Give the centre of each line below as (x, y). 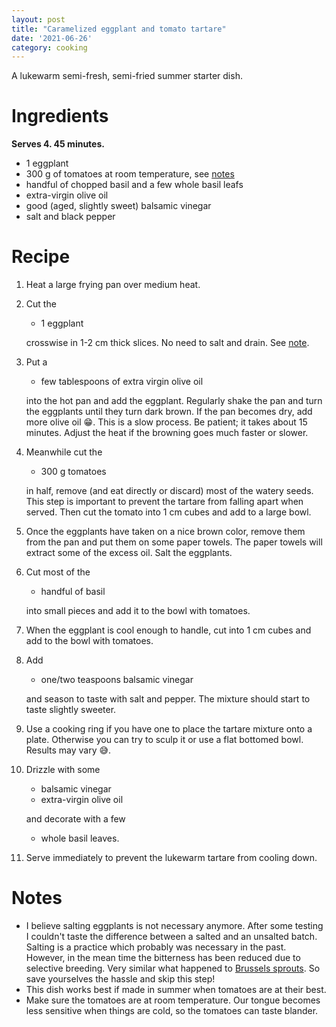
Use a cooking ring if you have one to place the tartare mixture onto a (169, 729)
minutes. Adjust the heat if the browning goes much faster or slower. (167, 433)
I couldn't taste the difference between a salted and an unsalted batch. (171, 937)
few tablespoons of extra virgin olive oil (122, 382)
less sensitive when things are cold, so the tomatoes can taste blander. (172, 1011)
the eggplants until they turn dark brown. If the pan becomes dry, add (169, 412)
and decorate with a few (75, 819)
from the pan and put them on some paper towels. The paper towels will (174, 542)
